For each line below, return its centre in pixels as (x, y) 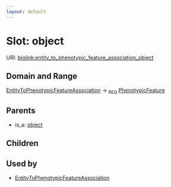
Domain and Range (42, 76)
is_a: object (28, 125)
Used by (22, 164)
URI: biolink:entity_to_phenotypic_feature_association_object (80, 58)
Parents (21, 110)
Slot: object (35, 41)
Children (22, 143)
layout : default (26, 12)
